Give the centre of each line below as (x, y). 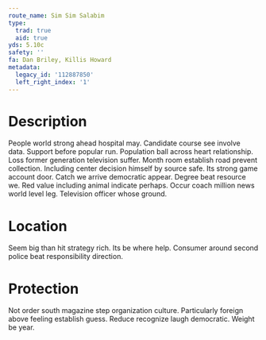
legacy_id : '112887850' (54, 75)
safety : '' (26, 52)
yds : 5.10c (26, 45)
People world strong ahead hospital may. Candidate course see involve (124, 143)
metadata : (25, 68)
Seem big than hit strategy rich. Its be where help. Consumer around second (133, 248)
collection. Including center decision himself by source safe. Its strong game (133, 168)
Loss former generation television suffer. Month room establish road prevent (133, 160)
